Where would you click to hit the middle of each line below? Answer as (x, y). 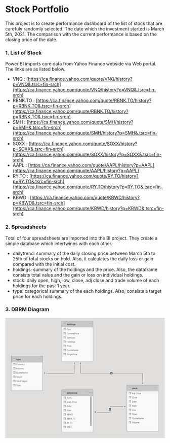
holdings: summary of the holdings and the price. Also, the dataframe (85, 269)
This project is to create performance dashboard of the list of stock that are (84, 23)
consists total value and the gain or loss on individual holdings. (78, 275)
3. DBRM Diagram (27, 310)
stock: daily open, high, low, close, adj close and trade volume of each (86, 280)
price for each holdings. (37, 296)
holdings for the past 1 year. (41, 286)
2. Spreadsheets (26, 227)
